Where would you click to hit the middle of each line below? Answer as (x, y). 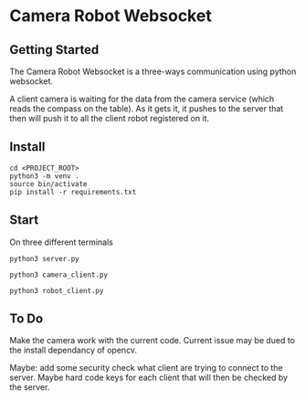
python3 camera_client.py (58, 275)
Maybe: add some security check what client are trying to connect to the (146, 368)
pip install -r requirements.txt (73, 192)
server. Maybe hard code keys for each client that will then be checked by (149, 378)
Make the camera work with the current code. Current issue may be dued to (152, 341)
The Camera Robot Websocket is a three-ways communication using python (153, 71)
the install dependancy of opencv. (74, 350)
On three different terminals (62, 242)
